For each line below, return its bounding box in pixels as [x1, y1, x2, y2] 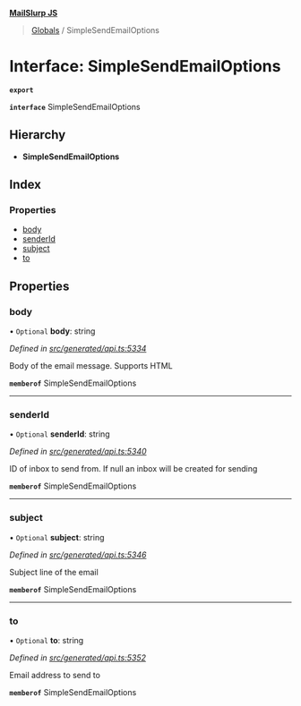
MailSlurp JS [9, 8, 58, 18]
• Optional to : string [9, 635, 84, 646]
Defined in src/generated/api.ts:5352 [9, 652, 146, 663]
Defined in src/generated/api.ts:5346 [9, 549, 147, 560]
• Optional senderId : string [9, 429, 110, 439]
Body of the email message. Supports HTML [9, 361, 173, 371]
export [9, 85, 34, 95]
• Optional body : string [9, 326, 96, 336]
